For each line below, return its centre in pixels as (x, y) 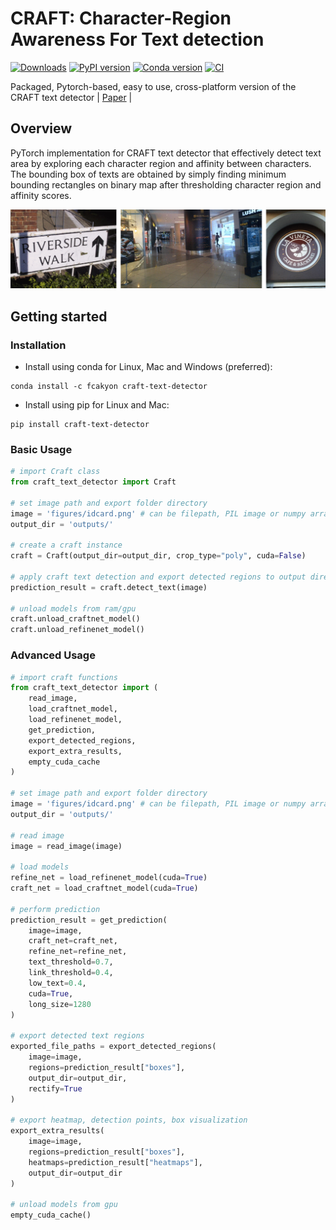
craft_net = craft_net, (73, 941)
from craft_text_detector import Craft (93, 482)
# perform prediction (55, 909)
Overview (41, 128)
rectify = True (55, 1088)
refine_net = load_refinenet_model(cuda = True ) (109, 878)
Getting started (59, 316)
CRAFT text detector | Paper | (71, 97)
